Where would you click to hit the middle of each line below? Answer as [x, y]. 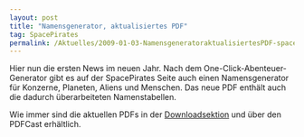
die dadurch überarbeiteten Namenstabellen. [93, 97]
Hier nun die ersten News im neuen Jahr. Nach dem [105, 68]
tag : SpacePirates [44, 34]
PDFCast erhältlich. [45, 124]
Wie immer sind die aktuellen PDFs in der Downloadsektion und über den [146, 114]
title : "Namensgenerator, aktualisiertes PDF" [99, 26]
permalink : [30, 43]
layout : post [34, 18]
